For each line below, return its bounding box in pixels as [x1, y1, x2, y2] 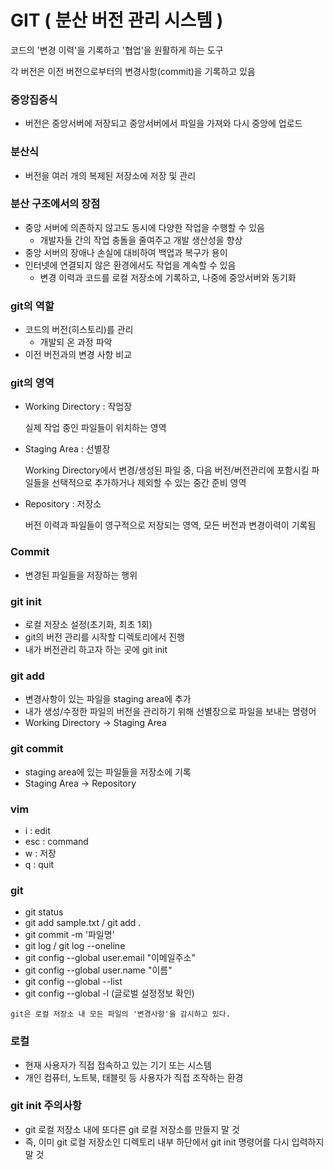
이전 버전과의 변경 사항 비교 [24, 349, 133, 361]
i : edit [24, 824, 51, 836]
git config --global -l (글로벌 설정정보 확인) [24, 987, 195, 1000]
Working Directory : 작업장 [24, 401, 133, 413]
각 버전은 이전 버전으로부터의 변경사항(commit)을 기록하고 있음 [10, 65, 256, 77]
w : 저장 [24, 847, 57, 859]
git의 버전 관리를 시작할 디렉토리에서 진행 [24, 631, 186, 643]
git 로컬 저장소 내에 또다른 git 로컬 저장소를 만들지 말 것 [24, 1123, 240, 1135]
